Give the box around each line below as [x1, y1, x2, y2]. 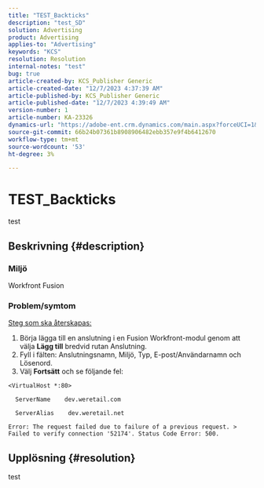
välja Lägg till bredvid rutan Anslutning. [19, 342, 148, 351]
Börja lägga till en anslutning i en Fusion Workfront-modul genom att [19, 333, 241, 343]
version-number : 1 [8, 107, 68, 115]
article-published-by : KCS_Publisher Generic [8, 92, 159, 100]
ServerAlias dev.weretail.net [15, 410, 125, 417]
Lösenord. [19, 359, 53, 368]
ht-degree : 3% [8, 150, 55, 158]
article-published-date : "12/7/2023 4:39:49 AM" [8, 99, 170, 107]
